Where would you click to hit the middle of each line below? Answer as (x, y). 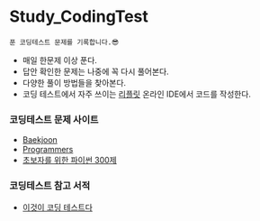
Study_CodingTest (79, 17)
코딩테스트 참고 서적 (50, 186)
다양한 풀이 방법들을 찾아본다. (74, 82)
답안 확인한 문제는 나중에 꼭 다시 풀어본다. (95, 71)
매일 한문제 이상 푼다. (59, 60)
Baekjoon (40, 140)
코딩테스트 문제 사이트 (54, 119)
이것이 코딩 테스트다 (57, 207)
